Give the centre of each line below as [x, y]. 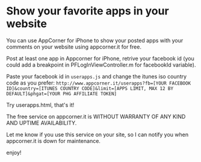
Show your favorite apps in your [88, 11]
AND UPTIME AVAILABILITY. [42, 123]
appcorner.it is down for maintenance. [54, 141]
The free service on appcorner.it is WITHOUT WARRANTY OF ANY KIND [96, 116]
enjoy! [14, 152]
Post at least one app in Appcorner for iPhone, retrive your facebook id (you [100, 58]
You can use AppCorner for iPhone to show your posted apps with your [95, 40]
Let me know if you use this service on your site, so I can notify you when [97, 134]
